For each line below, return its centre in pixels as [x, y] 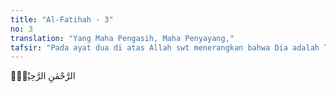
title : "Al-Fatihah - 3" [62, 19]
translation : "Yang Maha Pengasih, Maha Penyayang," [122, 38]
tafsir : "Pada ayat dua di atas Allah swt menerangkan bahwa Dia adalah [165, 47]
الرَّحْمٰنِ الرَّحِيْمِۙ [43, 76]
